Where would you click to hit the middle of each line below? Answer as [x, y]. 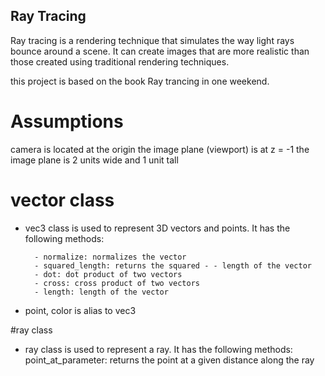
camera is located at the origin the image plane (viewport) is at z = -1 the [160, 149]
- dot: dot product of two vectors [108, 274]
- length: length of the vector [101, 292]
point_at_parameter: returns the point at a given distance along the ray [169, 360]
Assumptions [67, 121]
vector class [62, 200]
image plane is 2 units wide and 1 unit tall [94, 160]
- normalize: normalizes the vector [110, 257]
